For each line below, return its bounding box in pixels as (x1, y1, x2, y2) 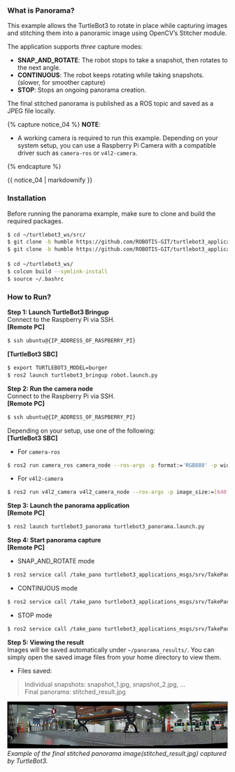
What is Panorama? (7, 6, 75, 15)
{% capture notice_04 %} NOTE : (7, 120, 101, 129)
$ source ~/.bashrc (7, 275, 64, 282)
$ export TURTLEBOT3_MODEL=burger (7, 364, 108, 371)
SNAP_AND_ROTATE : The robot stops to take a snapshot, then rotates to (17, 56, 228, 64)
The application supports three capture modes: (7, 43, 143, 51)
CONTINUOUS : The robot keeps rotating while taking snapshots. (17, 71, 204, 79)
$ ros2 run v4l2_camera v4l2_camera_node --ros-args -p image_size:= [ (7, 489, 218, 496)
